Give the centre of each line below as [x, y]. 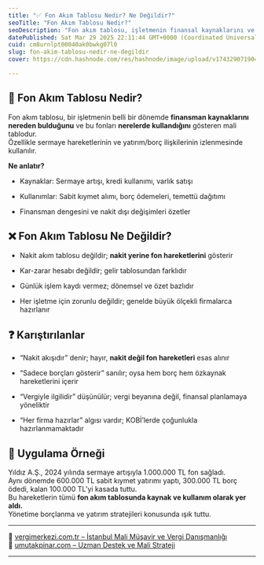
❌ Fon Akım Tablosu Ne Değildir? [90, 236]
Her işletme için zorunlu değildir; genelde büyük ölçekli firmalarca [126, 301]
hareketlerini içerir [49, 382]
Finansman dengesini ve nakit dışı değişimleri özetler [105, 211]
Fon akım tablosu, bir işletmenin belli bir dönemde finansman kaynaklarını [128, 117]
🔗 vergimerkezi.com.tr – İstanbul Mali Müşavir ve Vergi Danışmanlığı [118, 537]
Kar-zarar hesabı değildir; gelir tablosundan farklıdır [103, 270]
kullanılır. [22, 150]
